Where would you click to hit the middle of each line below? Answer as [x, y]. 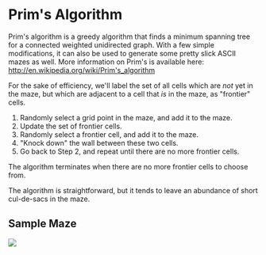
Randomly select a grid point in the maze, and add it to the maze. [126, 117]
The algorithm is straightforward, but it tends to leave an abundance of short [133, 190]
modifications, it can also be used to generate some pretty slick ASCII [122, 53]
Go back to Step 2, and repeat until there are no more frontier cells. [129, 151]
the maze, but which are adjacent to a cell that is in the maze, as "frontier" [129, 93]
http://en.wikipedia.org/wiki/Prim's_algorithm [82, 70]
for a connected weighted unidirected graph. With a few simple [111, 44]
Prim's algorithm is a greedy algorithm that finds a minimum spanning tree [129, 36]
